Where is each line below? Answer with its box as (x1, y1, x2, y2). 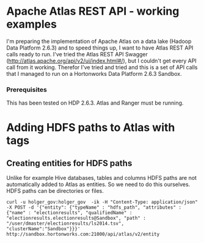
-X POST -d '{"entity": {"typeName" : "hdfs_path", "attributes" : (6, 204, 182, 211)
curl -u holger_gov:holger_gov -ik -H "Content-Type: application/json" (6, 199, 199, 206)
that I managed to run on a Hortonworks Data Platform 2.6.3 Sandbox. (6, 70, 182, 77)
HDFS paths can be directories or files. (6, 187, 104, 195)
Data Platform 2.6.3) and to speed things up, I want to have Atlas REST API (6, 44, 194, 51)
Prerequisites (6, 85, 47, 94)
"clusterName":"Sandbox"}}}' (6, 226, 81, 232)
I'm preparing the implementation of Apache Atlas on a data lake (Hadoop (6, 37, 192, 45)
